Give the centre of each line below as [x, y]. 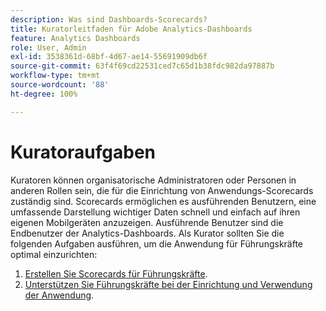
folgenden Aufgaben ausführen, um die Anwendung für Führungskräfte [157, 243]
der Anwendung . [59, 295]
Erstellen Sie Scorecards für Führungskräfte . [116, 273]
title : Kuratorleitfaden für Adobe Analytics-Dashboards [131, 29]
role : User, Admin [48, 47]
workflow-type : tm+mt [55, 76]
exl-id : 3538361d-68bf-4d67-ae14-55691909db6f [109, 57]
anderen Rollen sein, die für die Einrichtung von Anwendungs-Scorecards [162, 190]
